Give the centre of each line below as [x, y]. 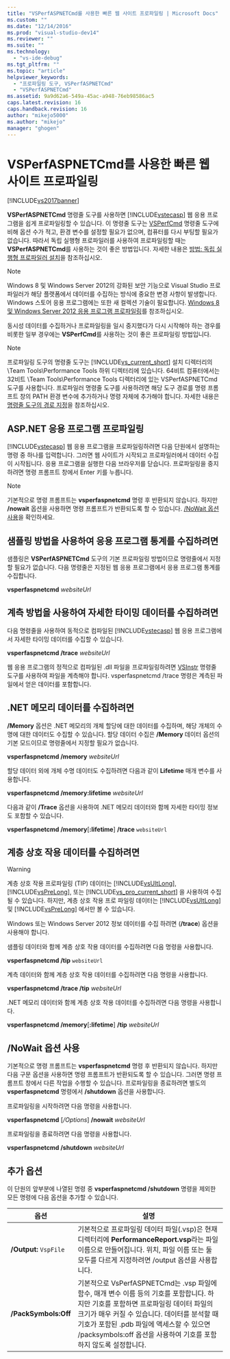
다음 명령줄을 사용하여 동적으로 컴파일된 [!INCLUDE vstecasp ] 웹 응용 [100, 630]
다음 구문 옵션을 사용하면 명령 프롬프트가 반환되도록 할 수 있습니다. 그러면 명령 [111, 1075]
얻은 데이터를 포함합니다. [58, 684]
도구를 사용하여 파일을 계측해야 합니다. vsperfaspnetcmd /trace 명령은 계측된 [111, 675]
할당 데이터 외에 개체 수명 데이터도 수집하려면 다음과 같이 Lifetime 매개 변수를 [111, 770]
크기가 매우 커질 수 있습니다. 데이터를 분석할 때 [148, 1314]
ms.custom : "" [27, 20]
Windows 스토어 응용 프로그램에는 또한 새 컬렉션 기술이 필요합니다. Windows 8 [114, 303]
